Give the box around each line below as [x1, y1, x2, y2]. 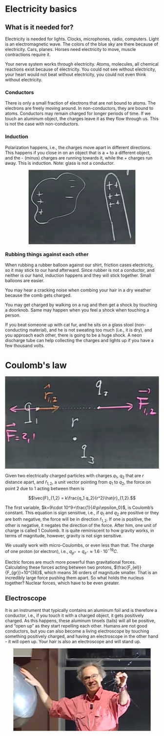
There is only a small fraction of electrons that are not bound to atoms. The [5, 100, 156, 106]
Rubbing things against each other [5, 251, 89, 258]
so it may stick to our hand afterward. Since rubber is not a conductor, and [5, 267, 155, 273]
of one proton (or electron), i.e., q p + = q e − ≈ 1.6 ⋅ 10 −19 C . [5, 548, 118, 555]
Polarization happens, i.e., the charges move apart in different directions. [5, 144, 152, 150]
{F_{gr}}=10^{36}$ [5, 569, 42, 575]
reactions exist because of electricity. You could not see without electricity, [5, 66, 156, 72]
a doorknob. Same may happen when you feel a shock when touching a [5, 307, 149, 313]
